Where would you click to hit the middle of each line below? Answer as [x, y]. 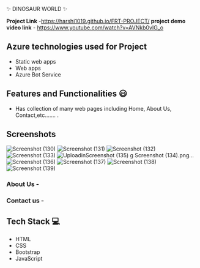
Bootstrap [28, 252]
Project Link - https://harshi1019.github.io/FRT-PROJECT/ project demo [96, 21]
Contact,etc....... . [37, 115]
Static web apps [35, 61]
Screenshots [31, 134]
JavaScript [29, 259]
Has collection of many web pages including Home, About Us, [93, 108]
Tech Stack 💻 [33, 221]
